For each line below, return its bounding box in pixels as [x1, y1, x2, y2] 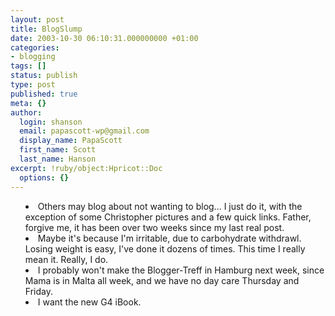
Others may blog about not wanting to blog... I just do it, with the [37, 200, 303, 212]
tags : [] [10, 61, 47, 71]
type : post [10, 80, 56, 90]
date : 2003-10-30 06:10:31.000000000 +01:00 [10, 33, 199, 43]
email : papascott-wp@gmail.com [19, 126, 150, 136]
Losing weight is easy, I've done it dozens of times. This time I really [24, 242, 306, 255]
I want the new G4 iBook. [37, 296, 142, 308]
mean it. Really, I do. [24, 253, 109, 265]
